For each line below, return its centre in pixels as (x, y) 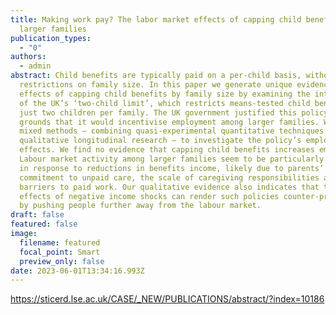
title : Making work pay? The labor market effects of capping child (156, 19)
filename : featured (60, 242)
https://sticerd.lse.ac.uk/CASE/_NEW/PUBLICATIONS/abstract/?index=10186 (167, 299)
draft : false (37, 215)
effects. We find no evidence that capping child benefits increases (167, 150)
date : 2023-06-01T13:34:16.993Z (77, 271)
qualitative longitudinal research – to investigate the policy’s (160, 141)
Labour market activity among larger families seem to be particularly (172, 159)
